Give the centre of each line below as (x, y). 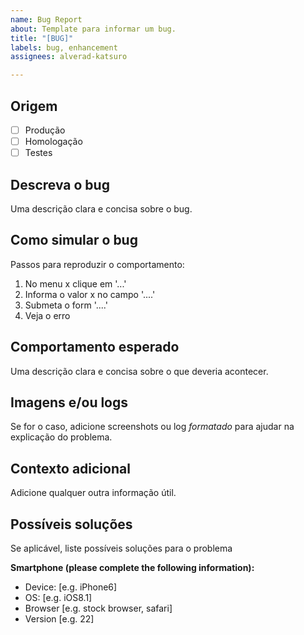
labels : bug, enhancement (64, 47)
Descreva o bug (60, 184)
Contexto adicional (70, 468)
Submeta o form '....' (66, 305)
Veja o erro (47, 315)
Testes (38, 153)
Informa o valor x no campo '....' (90, 294)
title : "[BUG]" (42, 38)
